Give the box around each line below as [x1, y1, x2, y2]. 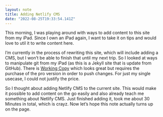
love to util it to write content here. [5, 40, 74, 46]
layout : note [5, 7, 32, 12]
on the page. [5, 106, 31, 112]
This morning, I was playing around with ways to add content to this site [5, 30, 150, 36]
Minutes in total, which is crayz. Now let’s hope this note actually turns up [5, 101, 153, 107]
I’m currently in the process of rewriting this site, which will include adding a [5, 50, 159, 56]
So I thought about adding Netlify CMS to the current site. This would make [5, 86, 157, 91]
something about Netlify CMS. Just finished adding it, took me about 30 [5, 96, 150, 102]
